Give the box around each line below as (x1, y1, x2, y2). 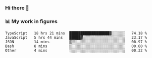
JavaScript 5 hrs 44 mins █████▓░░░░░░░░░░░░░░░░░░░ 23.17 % (5, 35, 148, 40)
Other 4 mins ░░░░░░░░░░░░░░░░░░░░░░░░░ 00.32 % (5, 48, 148, 53)
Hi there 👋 (5, 4, 30, 11)
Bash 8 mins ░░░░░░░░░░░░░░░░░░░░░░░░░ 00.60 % (5, 44, 148, 49)
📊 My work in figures (5, 18, 58, 25)
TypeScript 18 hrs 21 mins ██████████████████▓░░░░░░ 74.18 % (5, 31, 148, 36)
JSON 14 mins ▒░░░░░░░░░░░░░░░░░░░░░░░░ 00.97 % (5, 39, 148, 45)
